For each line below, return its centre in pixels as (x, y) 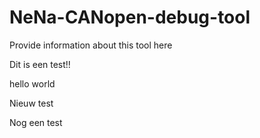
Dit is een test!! (40, 64)
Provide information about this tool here (91, 45)
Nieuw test (31, 103)
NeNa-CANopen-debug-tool (130, 17)
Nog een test (36, 122)
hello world (32, 83)
